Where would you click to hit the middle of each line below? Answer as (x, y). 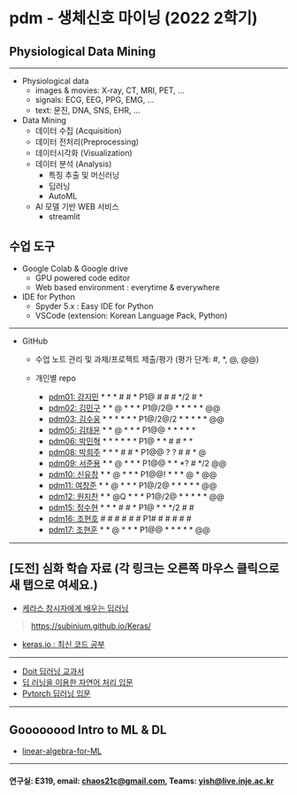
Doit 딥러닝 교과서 (53, 671)
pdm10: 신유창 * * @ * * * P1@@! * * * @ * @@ (133, 474)
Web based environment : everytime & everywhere (127, 287)
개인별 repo (56, 378)
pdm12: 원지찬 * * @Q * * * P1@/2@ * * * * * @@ (136, 496)
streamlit (65, 216)
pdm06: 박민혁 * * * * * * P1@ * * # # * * (121, 441)
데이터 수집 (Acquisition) (78, 131)
